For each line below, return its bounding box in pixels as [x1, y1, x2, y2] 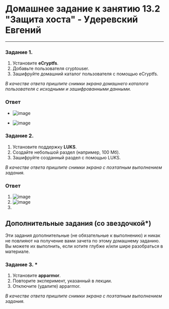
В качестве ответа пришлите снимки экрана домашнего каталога [5, 81, 149, 87]
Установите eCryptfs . [12, 60, 59, 66]
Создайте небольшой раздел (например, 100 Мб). [12, 149, 120, 155]
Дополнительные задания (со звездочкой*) [5, 219, 151, 227]
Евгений [5, 25, 42, 36]
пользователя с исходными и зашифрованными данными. [5, 86, 131, 92]
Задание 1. [5, 48, 33, 55]
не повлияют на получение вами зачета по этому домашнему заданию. [5, 237, 160, 243]
